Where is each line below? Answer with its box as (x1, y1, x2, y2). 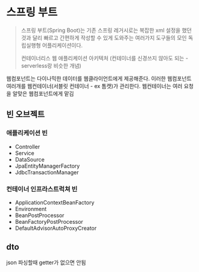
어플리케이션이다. (42, 42, 83, 49)
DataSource (14, 156, 45, 163)
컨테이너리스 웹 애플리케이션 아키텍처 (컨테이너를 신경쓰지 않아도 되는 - (21, 54, 189, 62)
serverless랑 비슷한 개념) (21, 62, 81, 69)
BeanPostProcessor (14, 212, 65, 219)
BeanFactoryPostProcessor (14, 218, 83, 225)
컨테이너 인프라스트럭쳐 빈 (6, 185, 78, 193)
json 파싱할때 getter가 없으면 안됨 (6, 259, 86, 266)
